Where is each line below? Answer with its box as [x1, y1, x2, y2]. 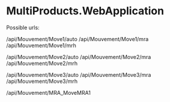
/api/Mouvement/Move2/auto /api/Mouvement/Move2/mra [6, 53, 151, 60]
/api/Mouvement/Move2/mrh [6, 60, 78, 67]
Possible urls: [6, 24, 40, 31]
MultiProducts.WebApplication [6, 4, 164, 18]
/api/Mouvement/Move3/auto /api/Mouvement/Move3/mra [6, 71, 151, 78]
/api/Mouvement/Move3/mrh [6, 78, 78, 85]
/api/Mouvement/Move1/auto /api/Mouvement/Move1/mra [6, 35, 149, 42]
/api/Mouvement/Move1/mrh [6, 42, 77, 49]
